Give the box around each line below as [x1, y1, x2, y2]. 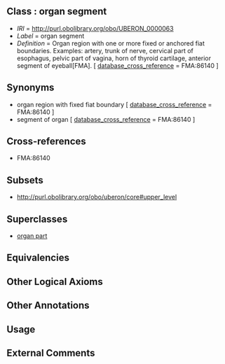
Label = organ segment [16, 31, 85, 40]
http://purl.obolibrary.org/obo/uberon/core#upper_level [16, 192, 177, 202]
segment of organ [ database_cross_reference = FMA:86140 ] [16, 115, 196, 123]
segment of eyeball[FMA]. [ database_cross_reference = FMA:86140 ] [16, 61, 219, 69]
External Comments [6, 347, 95, 359]
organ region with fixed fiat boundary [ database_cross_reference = [16, 100, 212, 108]
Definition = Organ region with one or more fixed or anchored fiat [16, 38, 205, 48]
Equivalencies [6, 252, 69, 264]
